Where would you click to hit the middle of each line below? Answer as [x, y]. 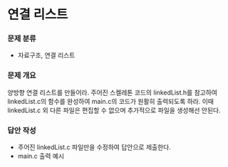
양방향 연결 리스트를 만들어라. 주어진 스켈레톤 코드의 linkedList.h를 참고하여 [112, 92]
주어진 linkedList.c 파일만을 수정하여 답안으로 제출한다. [94, 147]
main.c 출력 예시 [41, 156]
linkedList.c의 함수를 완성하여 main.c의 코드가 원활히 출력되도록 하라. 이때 [110, 101]
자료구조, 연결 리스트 [46, 55]
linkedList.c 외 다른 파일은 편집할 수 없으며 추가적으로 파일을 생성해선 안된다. [114, 110]
